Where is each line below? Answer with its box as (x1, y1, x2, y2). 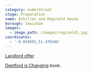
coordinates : (5, 35, 32, 40)
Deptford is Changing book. (5, 62, 61, 68)
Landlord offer (5, 53, 35, 59)
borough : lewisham (5, 21, 43, 26)
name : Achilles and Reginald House (5, 16, 79, 21)
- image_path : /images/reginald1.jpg (9, 30, 88, 35)
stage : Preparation (5, 12, 46, 17)
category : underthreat (5, 7, 52, 12)
